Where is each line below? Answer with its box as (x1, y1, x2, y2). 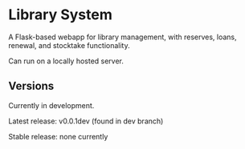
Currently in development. (8, 100, 95, 110)
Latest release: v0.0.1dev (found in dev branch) (8, 116, 164, 126)
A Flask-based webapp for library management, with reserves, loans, (8, 32, 237, 42)
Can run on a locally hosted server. (8, 56, 125, 66)
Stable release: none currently (8, 131, 108, 141)
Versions (8, 79, 55, 93)
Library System (8, 6, 112, 24)
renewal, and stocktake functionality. (8, 40, 130, 50)
